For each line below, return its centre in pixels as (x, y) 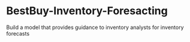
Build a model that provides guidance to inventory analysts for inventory (95, 27)
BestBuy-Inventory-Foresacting (87, 11)
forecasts (18, 33)
